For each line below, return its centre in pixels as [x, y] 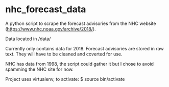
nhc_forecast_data [46, 9]
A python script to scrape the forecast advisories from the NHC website [81, 23]
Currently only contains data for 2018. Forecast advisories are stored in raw [85, 48]
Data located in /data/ [28, 39]
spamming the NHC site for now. [40, 69]
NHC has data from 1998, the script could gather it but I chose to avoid [80, 64]
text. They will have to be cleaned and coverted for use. [64, 54]
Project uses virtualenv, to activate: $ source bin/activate [65, 79]
